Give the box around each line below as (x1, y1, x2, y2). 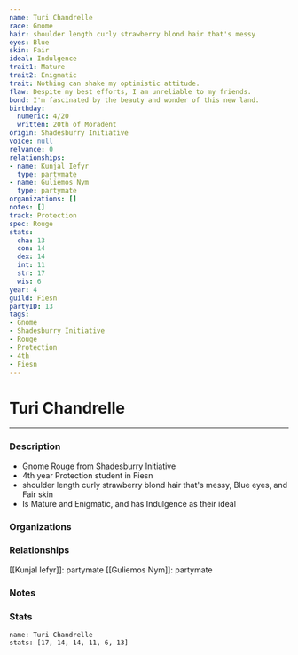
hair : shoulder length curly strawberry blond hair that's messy (9, 29, 255, 38)
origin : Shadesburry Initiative (9, 129, 129, 138)
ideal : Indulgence (9, 54, 77, 63)
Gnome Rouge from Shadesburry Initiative (21, 461, 176, 471)
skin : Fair (9, 46, 50, 55)
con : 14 (17, 244, 46, 253)
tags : (9, 310, 29, 320)
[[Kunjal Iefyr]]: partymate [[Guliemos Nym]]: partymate (9, 564, 213, 575)
